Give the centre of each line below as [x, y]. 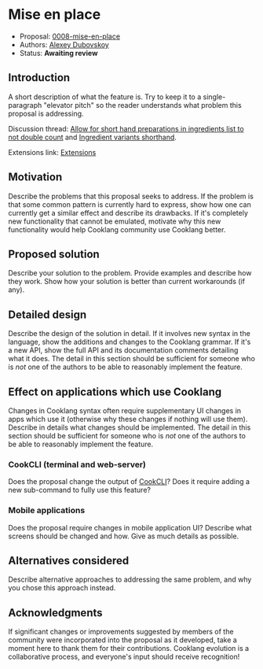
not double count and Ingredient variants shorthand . [92, 137]
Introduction [39, 78]
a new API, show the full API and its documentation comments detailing [123, 350]
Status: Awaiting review [58, 53]
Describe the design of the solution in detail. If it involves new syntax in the [130, 334]
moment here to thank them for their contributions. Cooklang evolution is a [129, 649]
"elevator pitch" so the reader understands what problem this [142, 105]
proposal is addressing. [46, 113]
